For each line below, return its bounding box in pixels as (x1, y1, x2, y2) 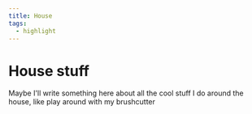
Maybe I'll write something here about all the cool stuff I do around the (8, 88, 244, 98)
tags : (8, 19, 27, 27)
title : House (8, 11, 53, 20)
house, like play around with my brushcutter (8, 97, 156, 107)
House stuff (8, 61, 90, 80)
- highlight (15, 27, 57, 35)
